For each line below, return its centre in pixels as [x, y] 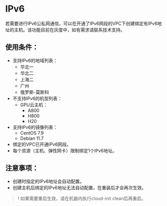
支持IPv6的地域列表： [35, 60]
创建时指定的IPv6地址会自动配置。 [48, 181]
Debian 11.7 [32, 138]
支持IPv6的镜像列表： [35, 127]
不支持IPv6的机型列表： [37, 98]
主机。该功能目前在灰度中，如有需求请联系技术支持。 [69, 30]
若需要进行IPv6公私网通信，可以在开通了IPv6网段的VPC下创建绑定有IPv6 [81, 23]
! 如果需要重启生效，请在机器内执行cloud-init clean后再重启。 [82, 198]
